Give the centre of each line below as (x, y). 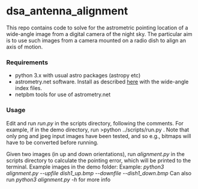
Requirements (27, 62)
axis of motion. (25, 47)
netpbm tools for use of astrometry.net (63, 95)
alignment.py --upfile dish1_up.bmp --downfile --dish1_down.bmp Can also (99, 173)
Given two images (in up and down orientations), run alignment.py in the (95, 154)
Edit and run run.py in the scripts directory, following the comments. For (95, 123)
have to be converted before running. (52, 142)
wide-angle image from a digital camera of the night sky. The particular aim (99, 34)
